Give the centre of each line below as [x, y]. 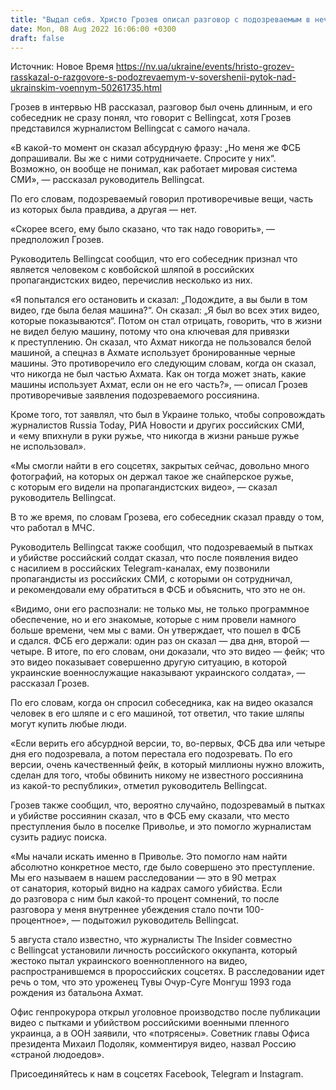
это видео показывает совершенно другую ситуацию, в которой [149, 662]
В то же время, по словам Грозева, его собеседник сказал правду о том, [167, 517]
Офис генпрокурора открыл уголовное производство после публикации [165, 1012]
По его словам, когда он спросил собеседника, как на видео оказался [162, 703]
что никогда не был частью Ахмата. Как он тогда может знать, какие [158, 374]
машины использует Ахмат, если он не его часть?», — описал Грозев [159, 385]
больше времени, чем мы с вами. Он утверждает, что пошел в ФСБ [156, 630]
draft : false [37, 38]
